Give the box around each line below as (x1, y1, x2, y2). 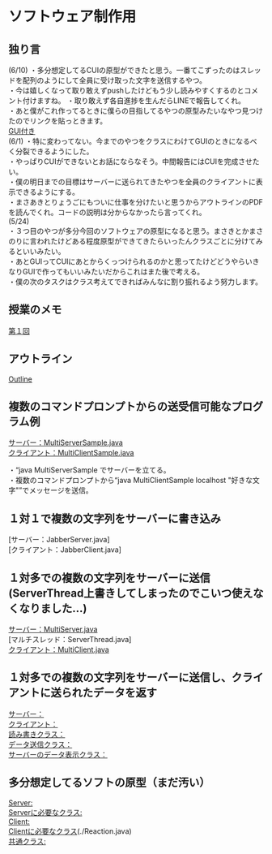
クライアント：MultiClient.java (8, 645, 109, 654)
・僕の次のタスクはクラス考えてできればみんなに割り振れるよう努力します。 (8, 277, 263, 287)
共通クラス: (8, 836, 46, 846)
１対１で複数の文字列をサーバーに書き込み (8, 511, 221, 525)
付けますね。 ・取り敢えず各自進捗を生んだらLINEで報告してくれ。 (22, 96, 245, 106)
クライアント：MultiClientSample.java (8, 448, 134, 458)
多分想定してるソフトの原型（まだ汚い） (8, 776, 210, 790)
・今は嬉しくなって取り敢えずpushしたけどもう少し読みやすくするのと (8, 86, 244, 95)
